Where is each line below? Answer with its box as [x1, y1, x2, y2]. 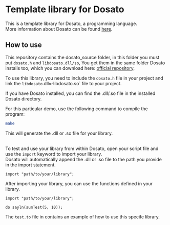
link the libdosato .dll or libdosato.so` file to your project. [5, 80, 122, 86]
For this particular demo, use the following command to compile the [5, 106, 148, 112]
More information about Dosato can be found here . [5, 26, 113, 32]
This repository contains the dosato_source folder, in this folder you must [5, 54, 160, 60]
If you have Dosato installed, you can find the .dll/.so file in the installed [5, 90, 156, 96]
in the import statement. [5, 162, 56, 168]
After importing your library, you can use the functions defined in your [5, 180, 153, 187]
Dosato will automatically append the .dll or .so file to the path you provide [5, 156, 162, 162]
